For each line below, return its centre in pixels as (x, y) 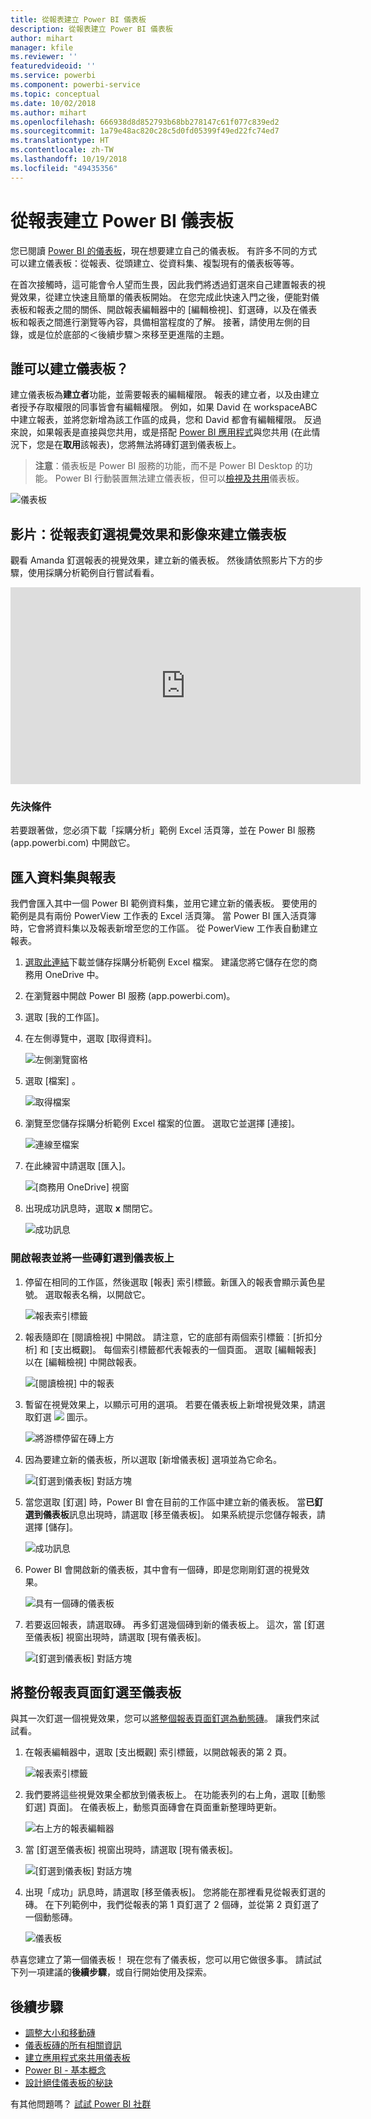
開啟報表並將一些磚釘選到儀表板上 (92, 1258)
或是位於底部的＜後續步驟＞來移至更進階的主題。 (128, 334)
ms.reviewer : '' (44, 57)
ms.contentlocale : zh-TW (62, 150)
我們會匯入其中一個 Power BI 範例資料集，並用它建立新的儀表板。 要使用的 (164, 903)
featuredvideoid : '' (53, 66)
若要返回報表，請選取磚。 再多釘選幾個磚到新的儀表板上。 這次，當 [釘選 (174, 1624)
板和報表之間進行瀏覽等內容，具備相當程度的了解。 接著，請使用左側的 (156, 322)
